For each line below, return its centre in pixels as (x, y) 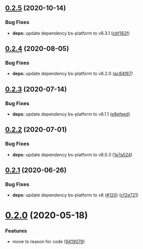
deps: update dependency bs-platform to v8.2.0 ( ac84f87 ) (72, 73)
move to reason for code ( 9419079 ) (49, 241)
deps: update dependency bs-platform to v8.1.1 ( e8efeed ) (71, 114)
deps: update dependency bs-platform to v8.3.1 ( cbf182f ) (71, 33)
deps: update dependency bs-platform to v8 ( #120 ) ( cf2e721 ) (75, 195)
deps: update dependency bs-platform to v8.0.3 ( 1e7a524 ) (72, 155)
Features (16, 231)
